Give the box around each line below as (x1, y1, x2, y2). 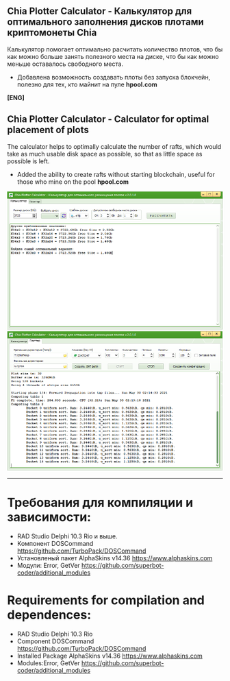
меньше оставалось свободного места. (7, 60, 124, 68)
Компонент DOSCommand (16, 540, 94, 548)
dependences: (7, 607, 92, 623)
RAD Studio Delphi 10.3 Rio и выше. (16, 532, 118, 540)
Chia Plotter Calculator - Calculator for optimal (7, 113, 209, 126)
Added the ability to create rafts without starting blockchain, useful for (16, 170, 216, 178)
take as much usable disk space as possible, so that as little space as (7, 150, 203, 158)
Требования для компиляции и (7, 495, 194, 510)
